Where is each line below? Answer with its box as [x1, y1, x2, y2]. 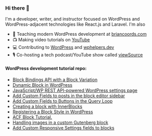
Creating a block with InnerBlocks [12, 103, 83, 109]
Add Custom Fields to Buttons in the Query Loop [12, 98, 113, 104]
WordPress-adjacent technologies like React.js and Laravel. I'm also [5, 21, 145, 27]
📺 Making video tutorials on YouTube [12, 37, 90, 43]
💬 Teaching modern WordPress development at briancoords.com [12, 31, 147, 37]
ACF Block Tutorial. [12, 114, 53, 120]
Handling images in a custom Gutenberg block [12, 119, 109, 125]
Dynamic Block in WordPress [12, 82, 73, 88]
